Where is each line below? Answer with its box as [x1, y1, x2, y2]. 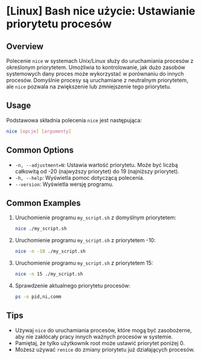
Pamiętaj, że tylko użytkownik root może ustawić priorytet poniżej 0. [14, 339, 185, 346]
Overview [6, 41, 44, 51]
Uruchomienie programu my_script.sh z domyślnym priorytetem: [14, 214, 177, 222]
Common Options [6, 145, 74, 156]
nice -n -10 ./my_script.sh [14, 248, 86, 255]
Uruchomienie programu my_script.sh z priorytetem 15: [14, 259, 153, 267]
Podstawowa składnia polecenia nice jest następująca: [6, 116, 142, 124]
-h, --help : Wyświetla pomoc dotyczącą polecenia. [14, 174, 145, 181]
